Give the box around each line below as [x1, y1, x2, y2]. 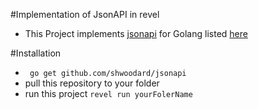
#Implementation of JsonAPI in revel [10, 9, 160, 20]
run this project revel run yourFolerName [24, 88, 193, 99]
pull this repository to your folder [24, 77, 160, 89]
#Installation [10, 47, 62, 59]
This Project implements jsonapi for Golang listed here [24, 28, 248, 39]
